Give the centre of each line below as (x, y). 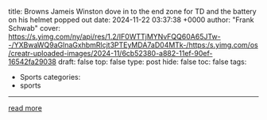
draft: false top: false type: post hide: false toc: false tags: (153, 62)
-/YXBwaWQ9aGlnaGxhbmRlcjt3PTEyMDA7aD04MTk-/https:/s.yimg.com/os (133, 45)
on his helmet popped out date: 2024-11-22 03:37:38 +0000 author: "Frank (131, 20)
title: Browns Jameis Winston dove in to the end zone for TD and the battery (132, 11)
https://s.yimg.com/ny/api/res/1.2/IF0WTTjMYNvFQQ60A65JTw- (114, 36)
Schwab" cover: (35, 28)
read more (25, 108)
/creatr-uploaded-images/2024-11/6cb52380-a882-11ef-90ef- (110, 53)
